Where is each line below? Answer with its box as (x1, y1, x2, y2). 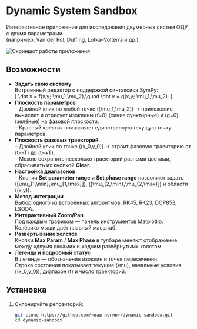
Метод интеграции (14, 192, 64, 200)
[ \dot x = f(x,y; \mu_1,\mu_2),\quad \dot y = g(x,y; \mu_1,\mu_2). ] (14, 92, 173, 99)
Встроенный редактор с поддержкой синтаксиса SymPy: (14, 87, 159, 94)
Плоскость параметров (14, 99, 76, 106)
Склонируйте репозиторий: (14, 300, 84, 307)
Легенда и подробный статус (14, 249, 91, 256)
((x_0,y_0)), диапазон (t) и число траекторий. (14, 268, 126, 275)
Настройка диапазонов (14, 168, 75, 175)
